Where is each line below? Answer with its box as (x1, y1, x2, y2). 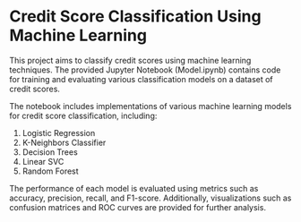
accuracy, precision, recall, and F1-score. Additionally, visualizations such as (9, 192, 292, 203)
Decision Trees (21, 146, 78, 158)
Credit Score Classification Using (9, 6, 262, 27)
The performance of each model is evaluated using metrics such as (9, 183, 259, 193)
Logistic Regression (21, 127, 96, 138)
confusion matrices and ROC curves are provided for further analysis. (9, 201, 267, 212)
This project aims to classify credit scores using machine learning (9, 55, 252, 65)
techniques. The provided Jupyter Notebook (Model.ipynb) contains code (9, 64, 281, 75)
